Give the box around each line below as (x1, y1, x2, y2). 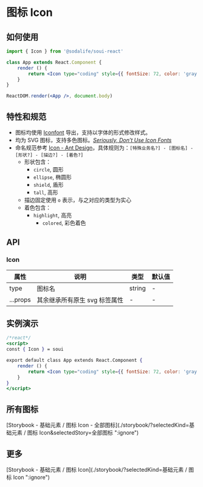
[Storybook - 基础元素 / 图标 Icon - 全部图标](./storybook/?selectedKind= (6, 422, 190, 429)
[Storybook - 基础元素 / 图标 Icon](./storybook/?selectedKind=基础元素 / (6, 466, 187, 473)
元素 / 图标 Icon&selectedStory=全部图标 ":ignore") (11, 429, 139, 436)
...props (9, 295, 32, 304)
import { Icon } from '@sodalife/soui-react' (6, 48, 123, 54)
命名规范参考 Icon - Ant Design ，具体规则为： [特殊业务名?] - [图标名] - (15, 144, 193, 151)
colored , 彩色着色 (42, 219, 86, 226)
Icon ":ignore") (13, 474, 50, 481)
